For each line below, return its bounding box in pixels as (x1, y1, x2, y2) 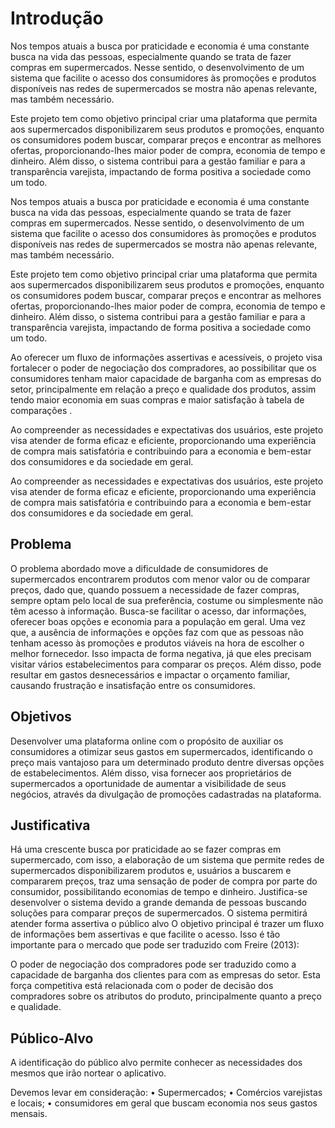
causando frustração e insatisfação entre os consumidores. (10, 679, 256, 691)
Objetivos (10, 708, 72, 726)
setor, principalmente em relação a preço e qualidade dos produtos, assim (10, 383, 317, 395)
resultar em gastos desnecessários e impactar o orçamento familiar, (10, 668, 291, 681)
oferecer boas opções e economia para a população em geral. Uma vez (10, 615, 307, 627)
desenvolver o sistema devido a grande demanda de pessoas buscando (10, 897, 307, 909)
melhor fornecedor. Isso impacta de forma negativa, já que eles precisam (10, 647, 312, 659)
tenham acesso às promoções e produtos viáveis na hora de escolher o (10, 637, 305, 649)
